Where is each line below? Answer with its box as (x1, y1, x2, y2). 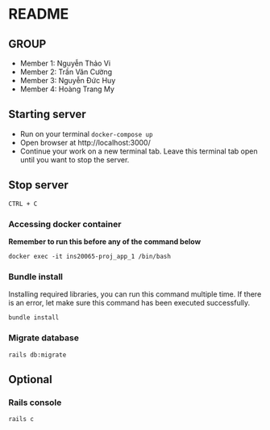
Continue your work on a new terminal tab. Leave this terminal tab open (19, 146, 258, 156)
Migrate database (8, 332, 79, 344)
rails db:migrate (8, 351, 67, 359)
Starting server (8, 107, 86, 121)
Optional (8, 373, 52, 386)
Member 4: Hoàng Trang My (19, 84, 115, 94)
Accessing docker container (8, 218, 122, 230)
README (8, 5, 69, 23)
